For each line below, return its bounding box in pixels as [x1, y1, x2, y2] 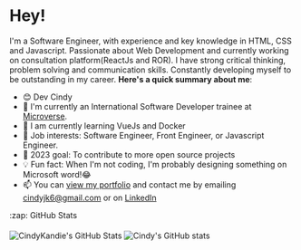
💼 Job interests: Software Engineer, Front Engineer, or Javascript [22, 130, 265, 140]
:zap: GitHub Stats [9, 209, 78, 220]
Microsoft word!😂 [22, 168, 92, 179]
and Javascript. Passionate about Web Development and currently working [9, 44, 289, 55]
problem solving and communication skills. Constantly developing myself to [9, 64, 292, 75]
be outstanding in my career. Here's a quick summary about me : [9, 73, 253, 84]
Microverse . [22, 111, 68, 121]
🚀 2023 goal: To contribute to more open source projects [22, 149, 236, 159]
